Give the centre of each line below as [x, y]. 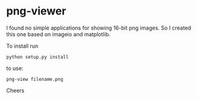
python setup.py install [37, 57]
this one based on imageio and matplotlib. [58, 34]
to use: [15, 68]
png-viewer [36, 11]
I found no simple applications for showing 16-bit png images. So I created [99, 28]
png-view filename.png [35, 79]
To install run [22, 46]
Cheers [15, 90]
